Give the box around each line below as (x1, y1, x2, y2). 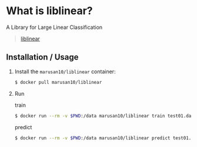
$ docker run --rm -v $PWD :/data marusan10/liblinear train (14, 113, 165, 119)
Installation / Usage (6, 52, 79, 63)
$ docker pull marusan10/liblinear (14, 79, 102, 85)
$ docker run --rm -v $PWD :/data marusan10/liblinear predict (14, 135, 171, 141)
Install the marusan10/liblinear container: (14, 68, 116, 75)
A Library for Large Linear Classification (6, 24, 103, 31)
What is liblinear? (6, 4, 93, 18)
